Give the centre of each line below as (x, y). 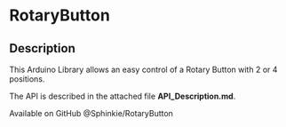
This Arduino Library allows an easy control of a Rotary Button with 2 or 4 (143, 69)
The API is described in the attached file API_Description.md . (123, 96)
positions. (27, 79)
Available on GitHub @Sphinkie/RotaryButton (91, 113)
